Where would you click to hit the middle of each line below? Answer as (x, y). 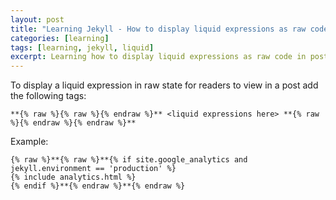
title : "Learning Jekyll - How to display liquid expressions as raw (158, 29)
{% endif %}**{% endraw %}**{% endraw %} (98, 186)
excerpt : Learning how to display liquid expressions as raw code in (158, 57)
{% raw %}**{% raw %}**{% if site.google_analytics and (129, 160)
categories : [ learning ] (60, 38)
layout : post (37, 19)
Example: (29, 142)
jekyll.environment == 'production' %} (93, 169)
